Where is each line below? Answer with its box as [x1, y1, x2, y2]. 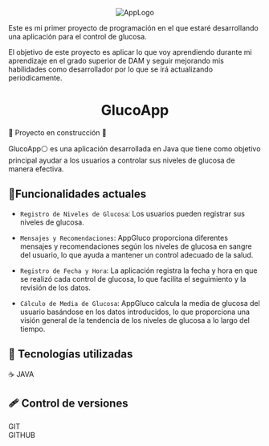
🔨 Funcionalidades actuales [8, 188, 147, 201]
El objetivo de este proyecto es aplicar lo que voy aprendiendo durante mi [8, 47, 252, 56]
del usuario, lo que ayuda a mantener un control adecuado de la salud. [19, 250, 254, 259]
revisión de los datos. [19, 283, 91, 292]
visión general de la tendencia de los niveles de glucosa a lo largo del [19, 315, 251, 325]
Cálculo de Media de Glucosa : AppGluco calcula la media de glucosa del [19, 298, 261, 308]
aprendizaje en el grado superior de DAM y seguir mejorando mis [8, 56, 225, 65]
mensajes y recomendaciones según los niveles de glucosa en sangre [19, 242, 252, 251]
